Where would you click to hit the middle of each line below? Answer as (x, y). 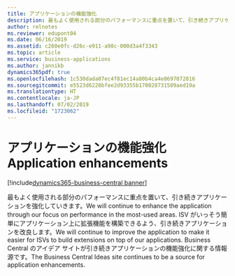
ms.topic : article (34, 53)
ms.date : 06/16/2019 (37, 40)
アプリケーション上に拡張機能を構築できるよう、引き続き (102, 223)
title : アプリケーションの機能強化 (52, 14)
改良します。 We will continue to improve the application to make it (114, 232)
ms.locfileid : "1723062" (43, 111)
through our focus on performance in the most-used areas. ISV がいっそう (114, 215)
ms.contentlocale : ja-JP (43, 99)
